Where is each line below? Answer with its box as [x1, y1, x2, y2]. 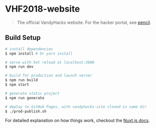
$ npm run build [5, 78, 38, 83]
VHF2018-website [5, 3, 80, 15]
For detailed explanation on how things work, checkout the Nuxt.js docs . [5, 118, 150, 124]
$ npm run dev [5, 64, 34, 69]
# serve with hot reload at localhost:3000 [5, 60, 95, 65]
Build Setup [5, 34, 41, 42]
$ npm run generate [5, 95, 45, 100]
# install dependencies [5, 46, 53, 52]
